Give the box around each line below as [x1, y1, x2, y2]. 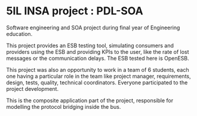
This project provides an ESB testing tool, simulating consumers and [6, 42, 174, 49]
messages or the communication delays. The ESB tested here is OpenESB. [6, 54, 189, 62]
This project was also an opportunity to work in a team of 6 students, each [6, 66, 189, 73]
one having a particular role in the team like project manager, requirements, [6, 72, 191, 80]
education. [6, 30, 33, 37]
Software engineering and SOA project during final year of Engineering [6, 24, 180, 31]
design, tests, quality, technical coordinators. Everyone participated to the [6, 79, 188, 86]
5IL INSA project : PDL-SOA [6, 4, 143, 18]
